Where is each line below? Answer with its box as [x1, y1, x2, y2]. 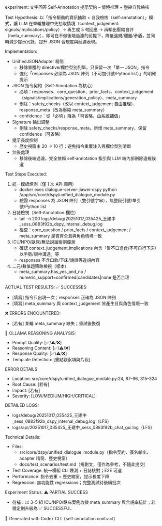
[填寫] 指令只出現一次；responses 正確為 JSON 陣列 [12, 295, 116, 300]
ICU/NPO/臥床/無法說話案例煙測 [12, 239, 76, 245]
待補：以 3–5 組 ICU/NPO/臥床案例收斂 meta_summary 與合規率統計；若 [12, 499, 156, 505]
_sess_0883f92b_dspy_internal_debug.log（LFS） [12, 418, 112, 424]
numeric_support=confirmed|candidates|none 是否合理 [19, 274, 130, 280]
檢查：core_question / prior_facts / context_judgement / [19, 227, 131, 233]
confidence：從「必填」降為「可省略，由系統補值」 [19, 113, 122, 119]
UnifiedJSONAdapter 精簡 [12, 59, 64, 64]
